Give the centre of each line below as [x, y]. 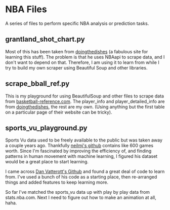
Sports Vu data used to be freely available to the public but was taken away [84, 140]
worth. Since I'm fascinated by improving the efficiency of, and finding [78, 151]
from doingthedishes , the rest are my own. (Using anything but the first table [85, 107]
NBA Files [26, 9]
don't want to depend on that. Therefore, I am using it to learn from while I [82, 62]
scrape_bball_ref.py [37, 84]
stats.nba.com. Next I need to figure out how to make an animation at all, [81, 198]
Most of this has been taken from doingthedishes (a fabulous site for [77, 51]
